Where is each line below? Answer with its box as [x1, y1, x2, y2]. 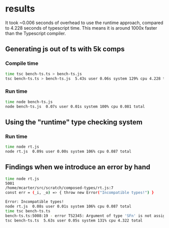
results [5, 3, 35, 15]
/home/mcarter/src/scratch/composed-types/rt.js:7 [5, 185, 114, 191]
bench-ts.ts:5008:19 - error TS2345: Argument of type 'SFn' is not [5, 213, 152, 218]
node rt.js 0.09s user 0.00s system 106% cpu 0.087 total [5, 149, 132, 154]
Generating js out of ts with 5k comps [5, 45, 125, 53]
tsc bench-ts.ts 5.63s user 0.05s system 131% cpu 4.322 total [5, 218, 143, 223]
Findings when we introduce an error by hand [5, 163, 151, 171]
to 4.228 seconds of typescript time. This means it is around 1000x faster [5, 25, 157, 31]
